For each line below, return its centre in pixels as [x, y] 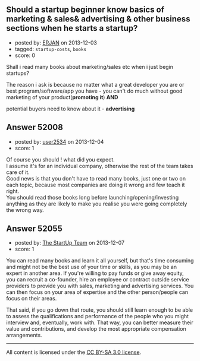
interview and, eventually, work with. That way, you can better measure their [100, 322]
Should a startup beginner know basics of [85, 10]
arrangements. [24, 335]
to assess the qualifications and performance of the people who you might [98, 316]
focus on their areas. [32, 299]
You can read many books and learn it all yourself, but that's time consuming [100, 261]
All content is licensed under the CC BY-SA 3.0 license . [74, 352]
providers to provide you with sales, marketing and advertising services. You [100, 286]
